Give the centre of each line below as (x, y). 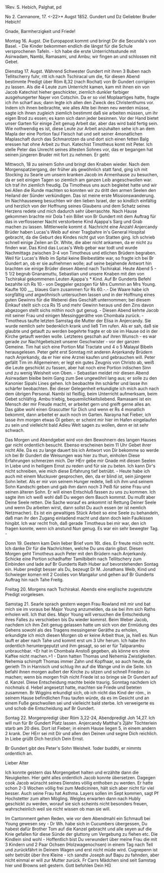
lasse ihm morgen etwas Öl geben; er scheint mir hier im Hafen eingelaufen (81, 420)
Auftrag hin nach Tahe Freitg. (34, 580)
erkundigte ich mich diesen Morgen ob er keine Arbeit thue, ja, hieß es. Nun (82, 635)
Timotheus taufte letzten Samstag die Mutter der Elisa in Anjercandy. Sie (78, 321)
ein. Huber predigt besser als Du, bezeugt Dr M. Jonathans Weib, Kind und (80, 569)
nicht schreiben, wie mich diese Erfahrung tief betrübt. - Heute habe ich (78, 471)
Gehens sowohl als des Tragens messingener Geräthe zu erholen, (71, 630)
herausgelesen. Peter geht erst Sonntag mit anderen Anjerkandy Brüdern (79, 352)
